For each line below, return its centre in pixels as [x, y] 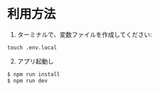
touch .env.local [32, 48]
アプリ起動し [35, 61]
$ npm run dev [28, 81]
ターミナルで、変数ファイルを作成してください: [84, 34]
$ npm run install [34, 74]
